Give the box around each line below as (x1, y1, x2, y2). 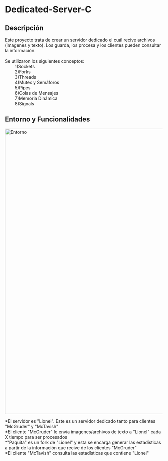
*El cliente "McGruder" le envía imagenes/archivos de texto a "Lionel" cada (5, 429, 161, 435)
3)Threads (14, 74, 36, 80)
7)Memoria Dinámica (14, 95, 58, 101)
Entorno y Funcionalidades (5, 115, 90, 124)
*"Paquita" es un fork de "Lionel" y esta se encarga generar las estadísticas (5, 439, 161, 445)
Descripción (5, 24, 44, 32)
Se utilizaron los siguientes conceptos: (5, 58, 85, 64)
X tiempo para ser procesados (5, 434, 67, 440)
